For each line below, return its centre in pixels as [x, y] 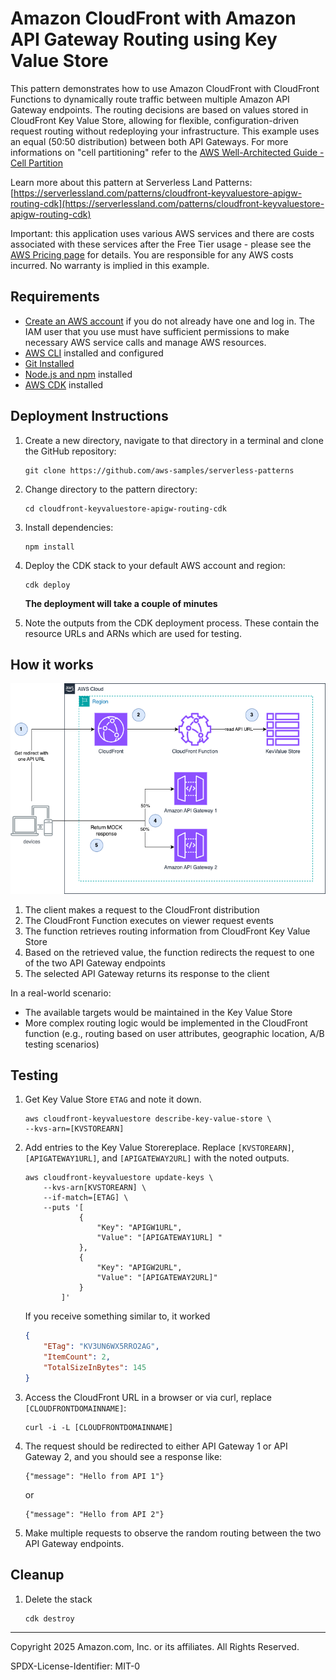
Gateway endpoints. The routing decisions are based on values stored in [159, 109]
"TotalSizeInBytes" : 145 [95, 1368]
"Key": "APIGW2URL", [139, 1268]
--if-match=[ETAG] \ [86, 1198]
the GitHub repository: [70, 451]
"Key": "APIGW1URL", [139, 1228]
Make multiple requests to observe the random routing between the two [173, 1533]
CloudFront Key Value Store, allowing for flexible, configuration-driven [155, 120]
